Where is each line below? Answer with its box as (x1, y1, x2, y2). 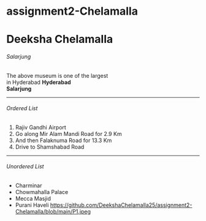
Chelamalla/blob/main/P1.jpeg (15, 208, 91, 215)
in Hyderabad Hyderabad (6, 78, 72, 86)
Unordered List (6, 163, 44, 170)
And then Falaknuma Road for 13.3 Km (15, 137, 112, 144)
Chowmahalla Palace (15, 188, 69, 195)
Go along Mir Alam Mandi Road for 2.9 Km (15, 130, 122, 137)
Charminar (15, 182, 42, 189)
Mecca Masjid (15, 195, 51, 202)
